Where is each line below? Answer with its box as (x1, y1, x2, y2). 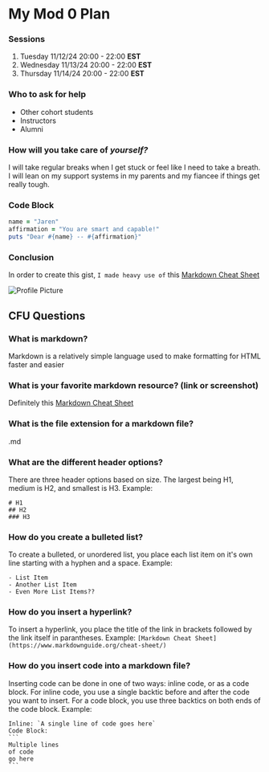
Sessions (8, 34, 46, 45)
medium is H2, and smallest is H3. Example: (8, 483, 153, 492)
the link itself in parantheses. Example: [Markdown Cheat (8, 633, 192, 643)
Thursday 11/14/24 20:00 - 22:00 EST (19, 69, 145, 79)
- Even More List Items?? (8, 588, 95, 596)
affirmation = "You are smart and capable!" (8, 226, 160, 234)
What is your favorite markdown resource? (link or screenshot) (8, 379, 259, 390)
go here (8, 754, 35, 763)
